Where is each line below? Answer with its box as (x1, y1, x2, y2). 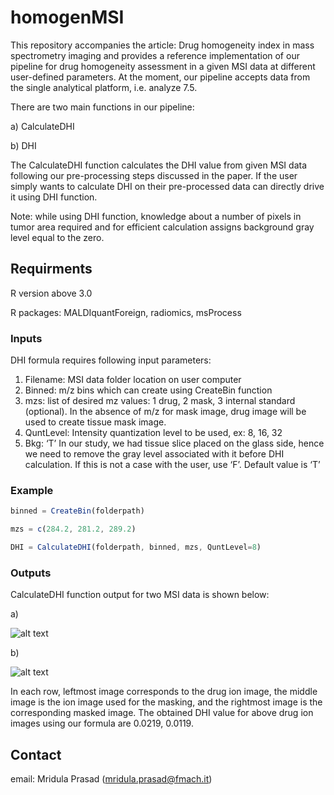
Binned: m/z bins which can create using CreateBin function (24, 384, 273, 396)
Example (10, 483, 54, 497)
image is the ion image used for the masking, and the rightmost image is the (10, 696, 323, 708)
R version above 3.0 (10, 287, 93, 299)
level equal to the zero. (10, 231, 105, 243)
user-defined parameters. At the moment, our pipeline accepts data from (10, 71, 311, 83)
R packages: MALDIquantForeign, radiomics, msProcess (10, 306, 242, 318)
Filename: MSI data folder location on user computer (24, 374, 242, 386)
